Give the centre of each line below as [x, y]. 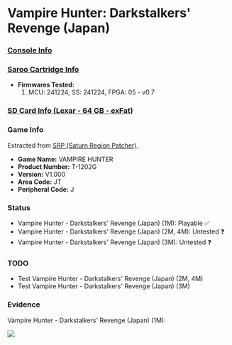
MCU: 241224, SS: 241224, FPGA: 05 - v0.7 [91, 92]
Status [19, 207]
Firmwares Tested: [46, 85]
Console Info [30, 50]
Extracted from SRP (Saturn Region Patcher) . [73, 145]
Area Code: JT [39, 182]
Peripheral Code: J [46, 189]
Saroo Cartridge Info [43, 70]
